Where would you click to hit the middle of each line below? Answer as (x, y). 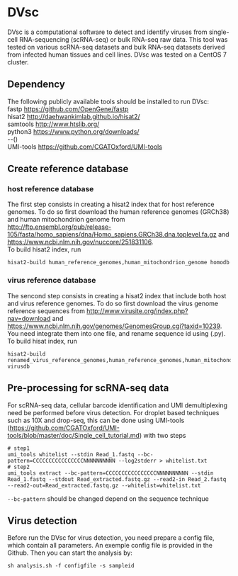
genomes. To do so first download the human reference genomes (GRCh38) (118, 212)
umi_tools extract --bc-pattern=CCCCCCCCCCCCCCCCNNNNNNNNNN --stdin (110, 473)
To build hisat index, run (42, 341)
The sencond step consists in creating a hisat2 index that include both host (117, 295)
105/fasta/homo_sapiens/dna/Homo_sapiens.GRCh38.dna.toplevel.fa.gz (112, 235)
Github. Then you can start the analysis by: (70, 553)
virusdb (19, 366)
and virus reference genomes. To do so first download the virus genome (113, 303)
